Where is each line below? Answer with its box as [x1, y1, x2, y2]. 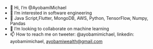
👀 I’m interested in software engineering [9, 10, 92, 16]
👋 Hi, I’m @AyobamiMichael [9, 5, 67, 10]
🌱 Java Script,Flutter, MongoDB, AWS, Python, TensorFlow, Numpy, [9, 15, 149, 21]
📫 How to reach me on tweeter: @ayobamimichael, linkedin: [9, 31, 135, 37]
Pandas [9, 20, 26, 26]
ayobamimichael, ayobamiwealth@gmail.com [9, 39, 103, 44]
